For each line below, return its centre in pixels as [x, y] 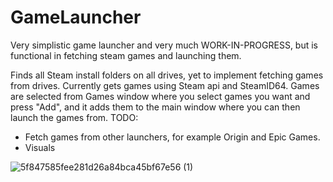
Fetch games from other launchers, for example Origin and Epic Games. [172, 137]
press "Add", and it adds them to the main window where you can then [155, 107]
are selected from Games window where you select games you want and [160, 96]
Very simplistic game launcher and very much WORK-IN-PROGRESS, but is [164, 45]
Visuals [40, 147]
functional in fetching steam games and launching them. [126, 55]
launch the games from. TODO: [74, 117]
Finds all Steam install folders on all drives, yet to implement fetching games [167, 75]
